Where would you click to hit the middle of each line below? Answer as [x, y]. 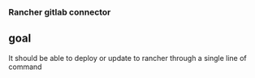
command [25, 67]
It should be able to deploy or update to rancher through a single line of [127, 58]
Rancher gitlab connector [60, 12]
